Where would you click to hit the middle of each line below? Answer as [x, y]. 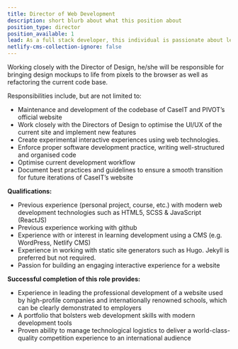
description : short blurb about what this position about [95, 21]
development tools [45, 323]
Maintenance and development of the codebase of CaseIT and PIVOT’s [121, 110]
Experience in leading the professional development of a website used [120, 293]
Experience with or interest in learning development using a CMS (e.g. [120, 235]
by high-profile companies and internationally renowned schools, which [122, 300]
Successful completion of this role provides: [74, 279]
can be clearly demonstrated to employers [79, 308]
